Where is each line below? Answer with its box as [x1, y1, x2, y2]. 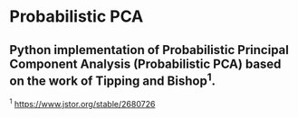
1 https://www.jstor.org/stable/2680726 [9, 97, 156, 109]
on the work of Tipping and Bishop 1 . [9, 70, 216, 88]
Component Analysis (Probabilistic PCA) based [9, 56, 282, 71]
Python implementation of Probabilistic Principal [9, 42, 290, 58]
